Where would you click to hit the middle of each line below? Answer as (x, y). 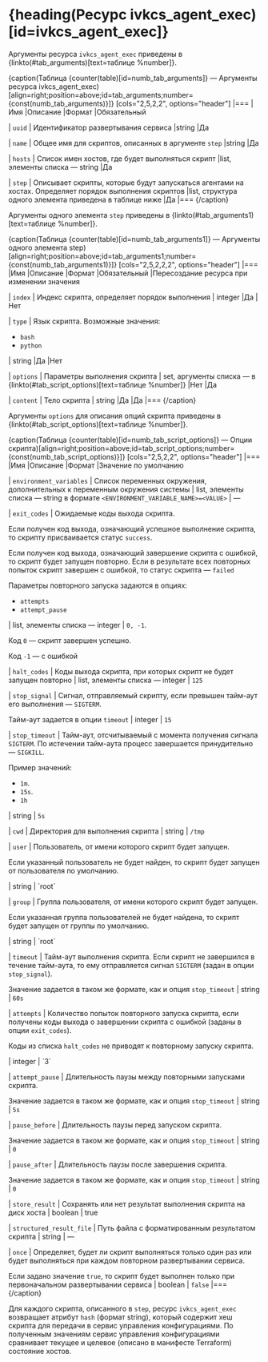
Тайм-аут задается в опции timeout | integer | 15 (90, 719)
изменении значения (44, 281)
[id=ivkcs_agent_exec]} (89, 32)
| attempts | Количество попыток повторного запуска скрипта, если (124, 1013)
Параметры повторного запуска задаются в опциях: (98, 585)
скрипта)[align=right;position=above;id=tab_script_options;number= (122, 448)
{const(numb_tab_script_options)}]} (67, 456)
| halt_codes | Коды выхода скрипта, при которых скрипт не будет (121, 671)
